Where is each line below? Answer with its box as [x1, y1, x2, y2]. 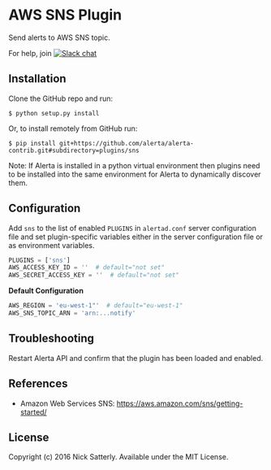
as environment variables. [8, 240, 95, 250]
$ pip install [8, 139, 57, 147]
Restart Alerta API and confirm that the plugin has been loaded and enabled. [8, 353, 264, 363]
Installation [8, 72, 67, 86]
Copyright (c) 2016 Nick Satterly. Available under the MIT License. [8, 452, 229, 462]
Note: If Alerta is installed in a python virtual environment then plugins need [8, 160, 260, 170]
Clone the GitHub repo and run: [8, 94, 114, 103]
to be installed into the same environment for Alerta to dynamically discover [8, 169, 261, 179]
